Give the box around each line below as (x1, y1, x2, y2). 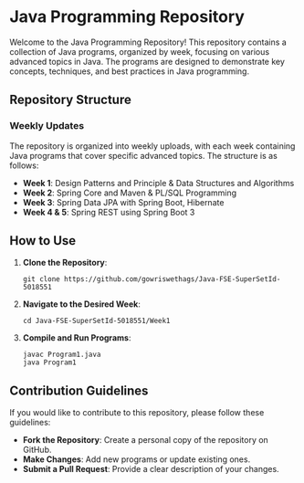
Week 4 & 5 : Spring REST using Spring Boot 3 (22, 206, 195, 217)
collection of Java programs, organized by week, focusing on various (9, 46, 270, 57)
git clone (22, 275, 61, 284)
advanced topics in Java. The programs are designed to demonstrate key (9, 56, 286, 67)
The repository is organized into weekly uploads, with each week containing (9, 140, 296, 152)
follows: (9, 160, 39, 171)
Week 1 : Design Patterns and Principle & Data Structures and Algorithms (22, 177, 295, 188)
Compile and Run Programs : (22, 332, 131, 343)
